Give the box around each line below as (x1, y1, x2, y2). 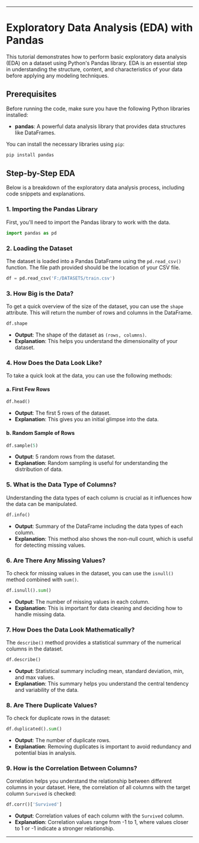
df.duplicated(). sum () (6, 726, 62, 732)
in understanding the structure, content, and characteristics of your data (6, 66, 182, 73)
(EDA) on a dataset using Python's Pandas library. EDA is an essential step (6, 59, 188, 66)
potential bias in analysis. (14, 749, 77, 757)
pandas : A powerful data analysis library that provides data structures (14, 123, 186, 130)
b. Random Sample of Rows (6, 429, 75, 436)
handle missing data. (14, 611, 66, 618)
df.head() (6, 399, 31, 405)
